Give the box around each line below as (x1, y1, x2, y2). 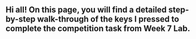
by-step (5, 14, 36, 25)
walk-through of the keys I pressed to (37, 14, 180, 25)
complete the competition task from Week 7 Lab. (5, 23, 191, 34)
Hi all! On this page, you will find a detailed (5, 5, 167, 15)
